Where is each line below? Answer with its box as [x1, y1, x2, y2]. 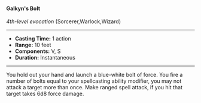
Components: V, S [14, 48, 61, 55]
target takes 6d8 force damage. [6, 90, 84, 98]
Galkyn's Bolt [6, 5, 41, 12]
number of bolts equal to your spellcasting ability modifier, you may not [6, 77, 182, 85]
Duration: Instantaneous [14, 54, 76, 61]
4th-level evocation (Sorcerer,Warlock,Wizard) [6, 18, 121, 25]
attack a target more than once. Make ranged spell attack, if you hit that [6, 84, 182, 91]
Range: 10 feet [14, 42, 51, 49]
